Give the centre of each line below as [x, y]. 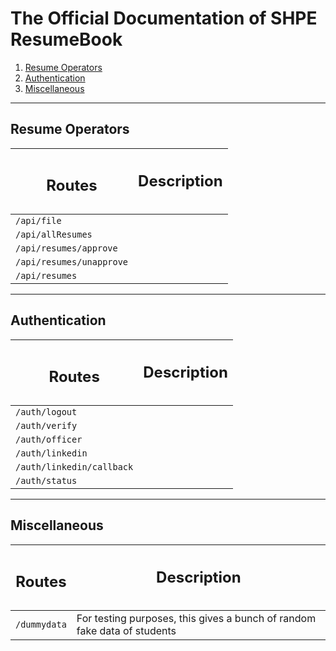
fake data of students [126, 630]
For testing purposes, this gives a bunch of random [196, 618]
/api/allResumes [54, 234]
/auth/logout [46, 411]
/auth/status [46, 480]
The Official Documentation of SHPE [164, 18]
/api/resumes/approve [66, 248]
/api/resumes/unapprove [72, 261]
